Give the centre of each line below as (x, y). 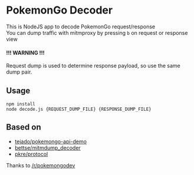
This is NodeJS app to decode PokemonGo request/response (80, 27)
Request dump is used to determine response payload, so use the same (93, 66)
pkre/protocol (31, 154)
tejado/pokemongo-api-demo (51, 141)
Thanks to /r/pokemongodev (41, 165)
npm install (21, 104)
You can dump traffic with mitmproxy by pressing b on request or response (97, 32)
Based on (24, 127)
